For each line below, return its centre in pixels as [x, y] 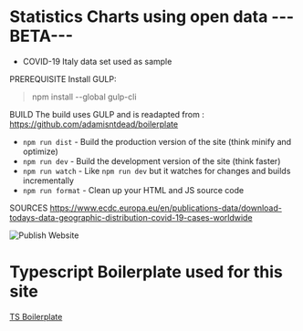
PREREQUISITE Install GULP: [63, 78]
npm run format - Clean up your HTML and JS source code [133, 190]
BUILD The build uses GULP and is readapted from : [107, 114]
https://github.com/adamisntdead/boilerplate [94, 124]
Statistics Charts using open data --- [152, 17]
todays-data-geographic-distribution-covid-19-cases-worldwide [131, 217]
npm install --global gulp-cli [84, 97]
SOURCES [29, 208]
